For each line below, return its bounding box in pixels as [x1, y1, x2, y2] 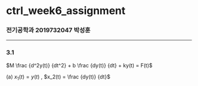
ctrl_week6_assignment [6, 4, 126, 18]
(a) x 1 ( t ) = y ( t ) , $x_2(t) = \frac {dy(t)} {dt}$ [6, 73, 111, 81]
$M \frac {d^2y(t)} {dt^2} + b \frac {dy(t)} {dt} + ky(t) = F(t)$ [6, 61, 153, 68]
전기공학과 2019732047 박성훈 [6, 26, 91, 35]
